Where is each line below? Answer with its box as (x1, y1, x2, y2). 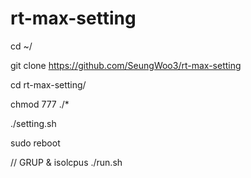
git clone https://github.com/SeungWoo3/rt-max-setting (10, 59, 242, 71)
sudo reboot (10, 137, 61, 149)
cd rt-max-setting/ (10, 78, 87, 91)
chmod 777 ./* (10, 98, 70, 110)
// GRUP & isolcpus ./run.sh (10, 156, 123, 168)
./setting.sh (10, 117, 57, 129)
